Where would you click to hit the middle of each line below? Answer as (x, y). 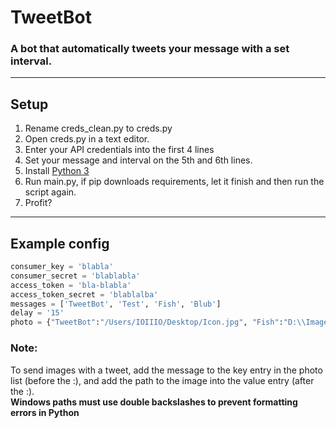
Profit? (38, 203)
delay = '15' (37, 313)
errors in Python (45, 412)
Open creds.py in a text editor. (87, 139)
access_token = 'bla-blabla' (71, 285)
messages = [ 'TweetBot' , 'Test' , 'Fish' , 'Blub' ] (116, 304)
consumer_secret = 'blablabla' (75, 276)
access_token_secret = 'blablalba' (84, 294)
